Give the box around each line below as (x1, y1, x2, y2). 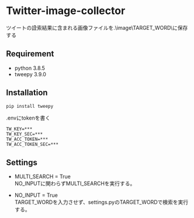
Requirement (6, 49, 54, 59)
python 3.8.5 (14, 64, 46, 71)
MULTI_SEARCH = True (14, 173, 71, 180)
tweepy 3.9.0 (14, 70, 47, 77)
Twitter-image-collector (6, 4, 126, 18)
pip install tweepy (6, 103, 54, 109)
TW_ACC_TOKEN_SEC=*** (6, 142, 59, 148)
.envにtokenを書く (6, 114, 51, 121)
